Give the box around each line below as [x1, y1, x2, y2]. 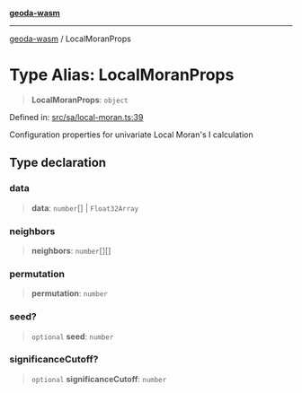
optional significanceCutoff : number [31, 373, 167, 384]
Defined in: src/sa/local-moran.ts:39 [9, 111, 144, 122]
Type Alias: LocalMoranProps [9, 65, 235, 85]
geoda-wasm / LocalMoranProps [9, 33, 132, 44]
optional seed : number [31, 331, 114, 342]
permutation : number [31, 288, 108, 299]
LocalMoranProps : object [31, 94, 129, 105]
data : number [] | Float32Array [31, 202, 139, 214]
